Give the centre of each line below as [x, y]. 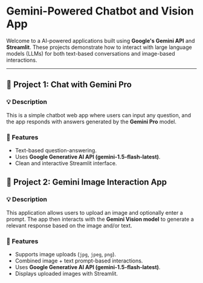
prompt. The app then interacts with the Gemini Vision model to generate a [100, 219]
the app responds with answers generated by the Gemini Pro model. [92, 122]
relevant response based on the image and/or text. [69, 226]
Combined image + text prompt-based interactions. [79, 261]
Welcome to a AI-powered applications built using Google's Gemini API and [101, 41]
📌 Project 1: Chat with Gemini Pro [69, 85]
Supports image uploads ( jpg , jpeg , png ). [66, 254]
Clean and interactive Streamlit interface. [66, 163]
